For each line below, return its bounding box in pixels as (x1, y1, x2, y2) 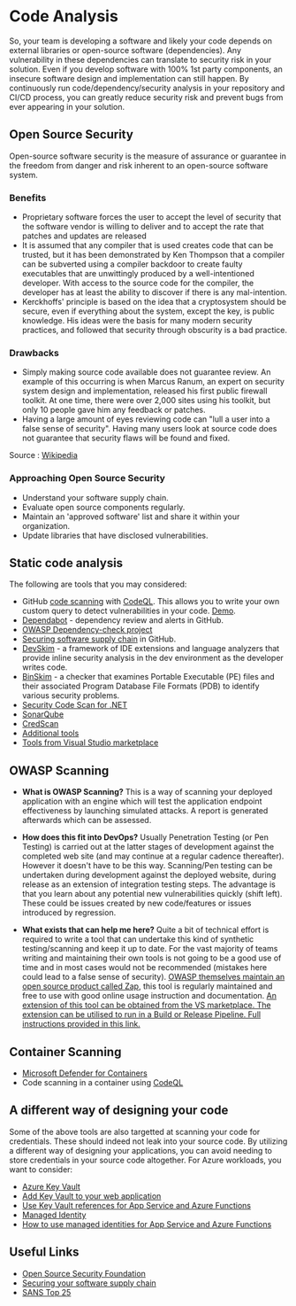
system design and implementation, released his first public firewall (21, 385, 268, 396)
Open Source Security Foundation (21, 1268, 146, 1279)
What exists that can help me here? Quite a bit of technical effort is (21, 924, 269, 936)
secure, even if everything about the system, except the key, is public (21, 306, 276, 316)
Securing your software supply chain (21, 1278, 156, 1288)
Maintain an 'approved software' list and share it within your (21, 511, 240, 522)
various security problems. (21, 690, 120, 701)
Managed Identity (21, 1209, 87, 1220)
